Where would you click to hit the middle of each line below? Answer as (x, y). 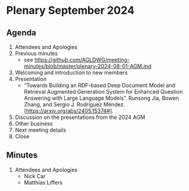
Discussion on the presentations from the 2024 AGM (80, 117)
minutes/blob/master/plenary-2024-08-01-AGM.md (88, 66)
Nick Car (35, 176)
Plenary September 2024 (70, 11)
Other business (34, 123)
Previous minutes (36, 53)
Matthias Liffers (43, 182)
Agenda (21, 33)
